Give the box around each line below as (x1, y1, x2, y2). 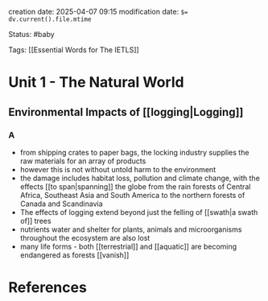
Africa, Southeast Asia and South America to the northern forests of (19, 190, 245, 200)
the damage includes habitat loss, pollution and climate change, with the (19, 173, 260, 183)
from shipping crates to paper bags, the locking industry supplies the (19, 147, 249, 157)
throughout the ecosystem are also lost (19, 233, 150, 242)
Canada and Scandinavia (19, 199, 103, 208)
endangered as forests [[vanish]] (19, 249, 130, 260)
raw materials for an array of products (19, 156, 146, 166)
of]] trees (19, 216, 52, 225)
